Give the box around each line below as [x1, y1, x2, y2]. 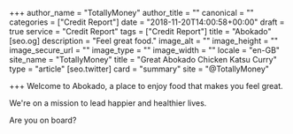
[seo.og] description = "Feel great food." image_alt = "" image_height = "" [9, 35, 279, 46]
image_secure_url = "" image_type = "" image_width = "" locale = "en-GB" [9, 45, 281, 56]
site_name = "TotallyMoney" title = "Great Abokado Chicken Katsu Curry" [9, 55, 277, 64]
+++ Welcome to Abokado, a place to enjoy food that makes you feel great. [9, 81, 283, 91]
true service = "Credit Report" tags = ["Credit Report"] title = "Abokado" [9, 26, 272, 36]
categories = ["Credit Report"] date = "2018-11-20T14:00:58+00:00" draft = [9, 17, 285, 27]
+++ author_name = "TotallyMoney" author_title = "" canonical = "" [9, 8, 254, 18]
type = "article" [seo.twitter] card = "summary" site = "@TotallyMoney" [9, 63, 270, 74]
